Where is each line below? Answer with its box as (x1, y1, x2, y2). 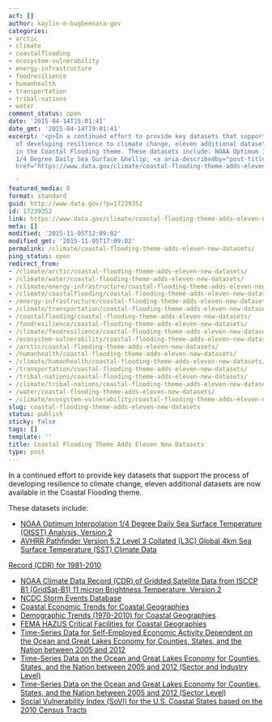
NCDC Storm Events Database (19, 592, 122, 603)
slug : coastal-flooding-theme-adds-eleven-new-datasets (8, 402, 201, 411)
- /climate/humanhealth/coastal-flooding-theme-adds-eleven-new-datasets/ (8, 358, 266, 366)
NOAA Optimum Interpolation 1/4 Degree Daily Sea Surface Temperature (19, 519, 262, 529)
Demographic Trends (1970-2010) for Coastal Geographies (19, 610, 216, 620)
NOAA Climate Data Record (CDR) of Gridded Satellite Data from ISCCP (19, 575, 258, 585)
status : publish (8, 410, 63, 418)
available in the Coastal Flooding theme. (8, 487, 142, 497)
